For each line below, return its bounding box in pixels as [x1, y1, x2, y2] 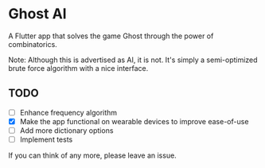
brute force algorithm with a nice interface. [8, 63, 149, 72]
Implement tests [19, 135, 73, 144]
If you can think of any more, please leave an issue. [8, 150, 177, 160]
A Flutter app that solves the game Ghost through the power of [8, 31, 214, 41]
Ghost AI [8, 5, 67, 23]
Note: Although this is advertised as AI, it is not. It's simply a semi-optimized [8, 55, 258, 64]
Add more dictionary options [19, 125, 114, 135]
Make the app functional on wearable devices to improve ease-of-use [19, 116, 249, 126]
